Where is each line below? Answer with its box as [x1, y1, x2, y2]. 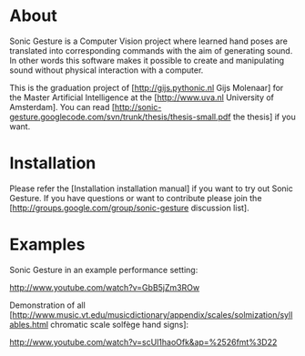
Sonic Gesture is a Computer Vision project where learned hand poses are [9, 36, 289, 46]
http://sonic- [114, 101, 162, 112]
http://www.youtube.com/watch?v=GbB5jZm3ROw [9, 281, 200, 292]
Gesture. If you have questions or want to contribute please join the [9, 192, 262, 203]
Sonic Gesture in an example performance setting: [9, 264, 198, 275]
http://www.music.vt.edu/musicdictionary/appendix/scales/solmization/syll [12, 309, 293, 320]
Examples [9, 234, 86, 255]
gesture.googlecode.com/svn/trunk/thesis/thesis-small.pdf [9, 111, 231, 122]
